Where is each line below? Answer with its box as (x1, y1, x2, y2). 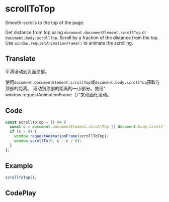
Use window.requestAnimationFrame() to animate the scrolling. (5, 40, 133, 46)
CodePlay (5, 188, 36, 197)
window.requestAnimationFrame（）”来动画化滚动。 (5, 91, 112, 98)
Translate (5, 55, 36, 63)
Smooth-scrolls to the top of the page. (5, 20, 84, 26)
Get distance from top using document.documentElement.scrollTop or (5, 29, 147, 35)
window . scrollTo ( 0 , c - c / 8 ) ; (14, 138, 82, 143)
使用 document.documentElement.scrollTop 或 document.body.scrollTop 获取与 (5, 79, 160, 85)
